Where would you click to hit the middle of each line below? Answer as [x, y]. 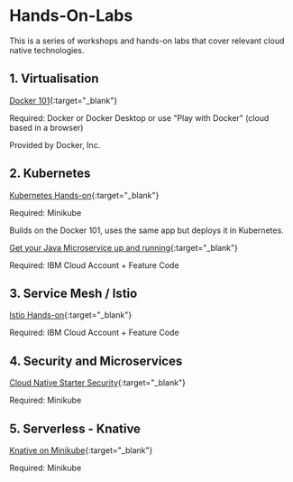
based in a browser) [46, 127]
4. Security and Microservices [96, 361]
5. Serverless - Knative [75, 428]
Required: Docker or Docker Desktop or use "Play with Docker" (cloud [139, 117]
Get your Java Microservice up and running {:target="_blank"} [124, 247]
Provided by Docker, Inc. [55, 144]
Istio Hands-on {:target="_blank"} [71, 315]
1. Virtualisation [54, 79]
